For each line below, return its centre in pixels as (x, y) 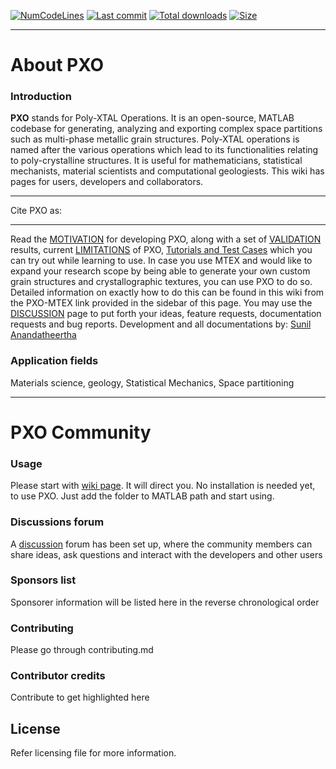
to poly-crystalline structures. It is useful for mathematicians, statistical (156, 161)
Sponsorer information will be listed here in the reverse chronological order (165, 602)
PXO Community (81, 432)
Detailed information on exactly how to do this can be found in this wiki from (167, 292)
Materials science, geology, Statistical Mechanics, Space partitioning (152, 382)
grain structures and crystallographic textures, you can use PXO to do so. (161, 282)
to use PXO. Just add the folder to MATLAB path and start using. (142, 496)
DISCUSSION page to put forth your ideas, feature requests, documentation (166, 314)
